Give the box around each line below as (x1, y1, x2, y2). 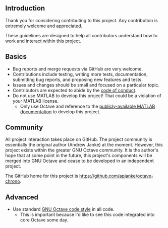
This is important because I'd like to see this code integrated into (20, 211, 155, 218)
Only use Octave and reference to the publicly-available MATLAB (20, 103, 155, 109)
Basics (5, 52, 27, 61)
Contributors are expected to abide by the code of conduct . (12, 87, 137, 93)
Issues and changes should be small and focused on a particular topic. (12, 82, 160, 88)
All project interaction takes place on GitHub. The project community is (5, 136, 152, 142)
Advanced (5, 193, 39, 201)
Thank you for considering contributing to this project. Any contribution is (5, 17, 158, 23)
